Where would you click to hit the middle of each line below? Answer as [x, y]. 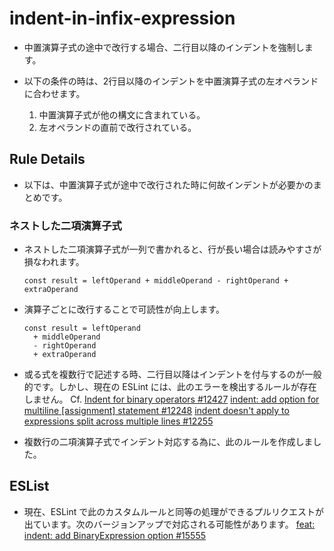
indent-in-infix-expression [122, 18]
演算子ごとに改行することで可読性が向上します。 [124, 309]
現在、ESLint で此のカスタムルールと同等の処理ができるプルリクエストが [174, 511]
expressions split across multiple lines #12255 [118, 421]
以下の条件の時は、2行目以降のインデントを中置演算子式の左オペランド [171, 81]
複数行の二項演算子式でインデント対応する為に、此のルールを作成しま [168, 442]
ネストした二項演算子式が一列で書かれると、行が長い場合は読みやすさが [172, 249]
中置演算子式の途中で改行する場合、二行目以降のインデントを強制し [164, 47]
